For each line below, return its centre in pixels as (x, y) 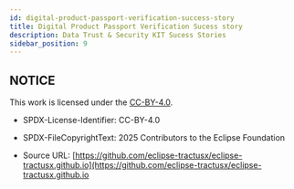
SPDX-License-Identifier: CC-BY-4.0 (91, 121)
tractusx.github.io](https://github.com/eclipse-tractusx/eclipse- (142, 165)
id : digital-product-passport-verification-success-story (122, 18)
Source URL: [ (49, 155)
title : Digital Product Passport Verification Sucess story (126, 26)
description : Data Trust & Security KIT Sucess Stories (118, 35)
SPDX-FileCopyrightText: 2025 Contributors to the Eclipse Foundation (154, 138)
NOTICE (32, 80)
